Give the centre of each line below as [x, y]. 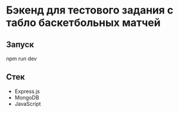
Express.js [27, 91]
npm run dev [21, 59]
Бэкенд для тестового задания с [90, 10]
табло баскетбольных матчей [83, 23]
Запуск [20, 44]
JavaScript [28, 104]
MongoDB [27, 97]
